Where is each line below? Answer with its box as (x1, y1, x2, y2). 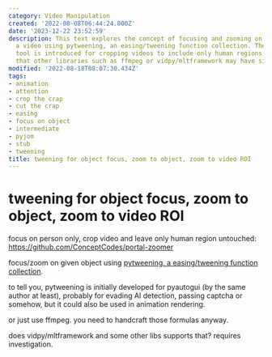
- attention (8, 87, 49, 96)
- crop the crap (8, 95, 63, 103)
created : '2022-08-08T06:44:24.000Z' (8, 19, 136, 28)
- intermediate (8, 125, 60, 133)
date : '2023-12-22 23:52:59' (8, 27, 107, 35)
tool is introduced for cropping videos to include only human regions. (15, 49, 266, 57)
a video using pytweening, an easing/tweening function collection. (15, 42, 252, 50)
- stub (8, 139, 31, 148)
